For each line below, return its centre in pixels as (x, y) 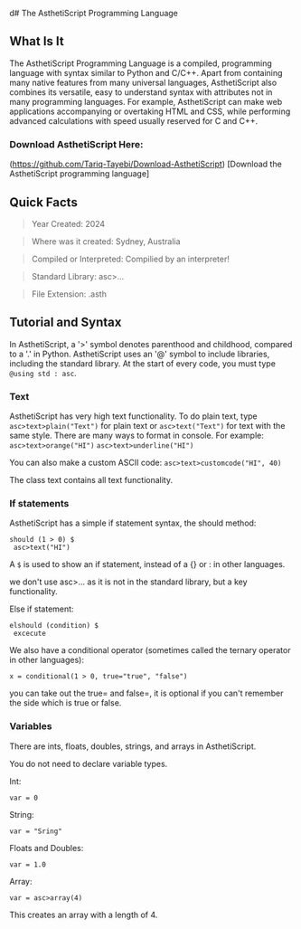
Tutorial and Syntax (66, 322)
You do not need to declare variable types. (89, 763)
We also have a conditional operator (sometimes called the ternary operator (150, 650)
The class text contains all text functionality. (91, 480)
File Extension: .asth (69, 294)
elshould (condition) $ (54, 626)
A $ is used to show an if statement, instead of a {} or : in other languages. (147, 564)
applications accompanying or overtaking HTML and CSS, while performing (150, 111)
